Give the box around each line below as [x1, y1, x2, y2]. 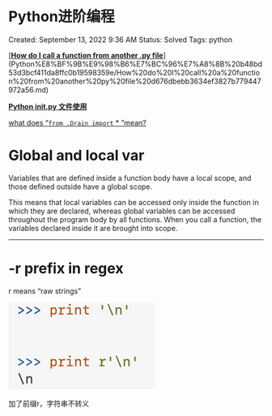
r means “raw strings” [8, 285, 82, 296]
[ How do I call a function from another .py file [8, 50, 164, 60]
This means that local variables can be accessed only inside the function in [8, 197, 259, 207]
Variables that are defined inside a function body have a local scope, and [8, 173, 252, 182]
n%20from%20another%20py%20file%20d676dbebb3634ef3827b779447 [8, 76, 261, 86]
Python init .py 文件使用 [8, 101, 87, 111]
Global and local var [8, 147, 145, 165]
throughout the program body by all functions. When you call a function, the [8, 214, 261, 224]
